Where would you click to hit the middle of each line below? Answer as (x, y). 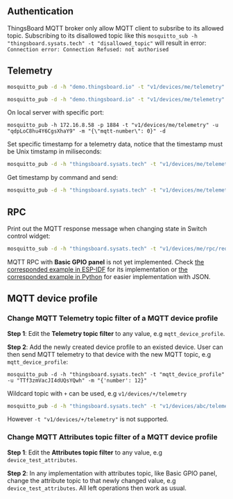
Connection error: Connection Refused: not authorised (88, 49)
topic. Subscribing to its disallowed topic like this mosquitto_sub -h (102, 35)
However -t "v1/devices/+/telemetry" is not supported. (88, 419)
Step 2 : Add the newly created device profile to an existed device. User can (115, 347)
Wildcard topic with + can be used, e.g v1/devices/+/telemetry (97, 393)
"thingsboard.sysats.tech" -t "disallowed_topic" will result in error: (107, 43)
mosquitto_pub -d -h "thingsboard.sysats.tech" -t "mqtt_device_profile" (116, 374)
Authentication (41, 11)
